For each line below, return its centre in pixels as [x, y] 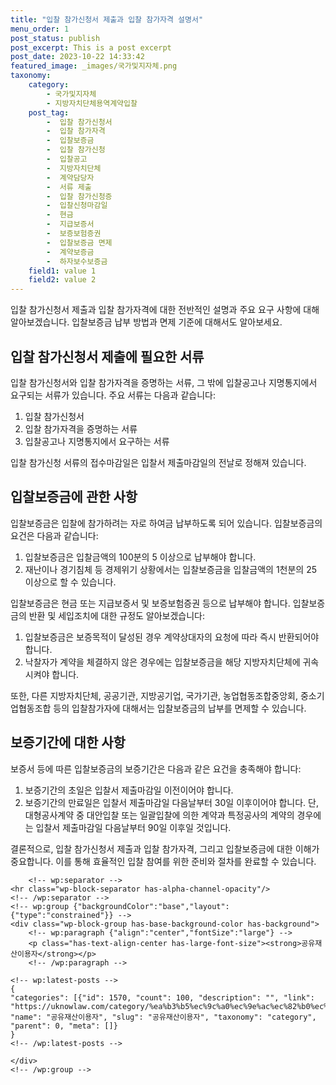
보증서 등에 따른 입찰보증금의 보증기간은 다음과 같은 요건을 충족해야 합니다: [156, 768]
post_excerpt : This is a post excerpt [91, 47]
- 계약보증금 [70, 252]
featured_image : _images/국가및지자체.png [94, 66]
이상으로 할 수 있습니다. [70, 582]
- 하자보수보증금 [77, 261]
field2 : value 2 [62, 280]
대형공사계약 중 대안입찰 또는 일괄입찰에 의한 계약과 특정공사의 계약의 [159, 815]
